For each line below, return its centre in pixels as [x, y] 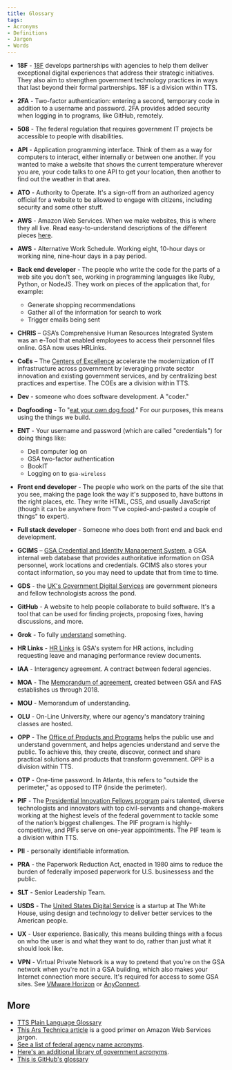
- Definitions [28, 33]
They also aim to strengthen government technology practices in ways [117, 80]
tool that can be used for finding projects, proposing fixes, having [110, 614]
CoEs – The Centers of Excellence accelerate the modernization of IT [116, 361]
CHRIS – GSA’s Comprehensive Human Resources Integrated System [115, 333]
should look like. [40, 949]
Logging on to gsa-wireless [67, 473]
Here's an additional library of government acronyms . [93, 1051]
